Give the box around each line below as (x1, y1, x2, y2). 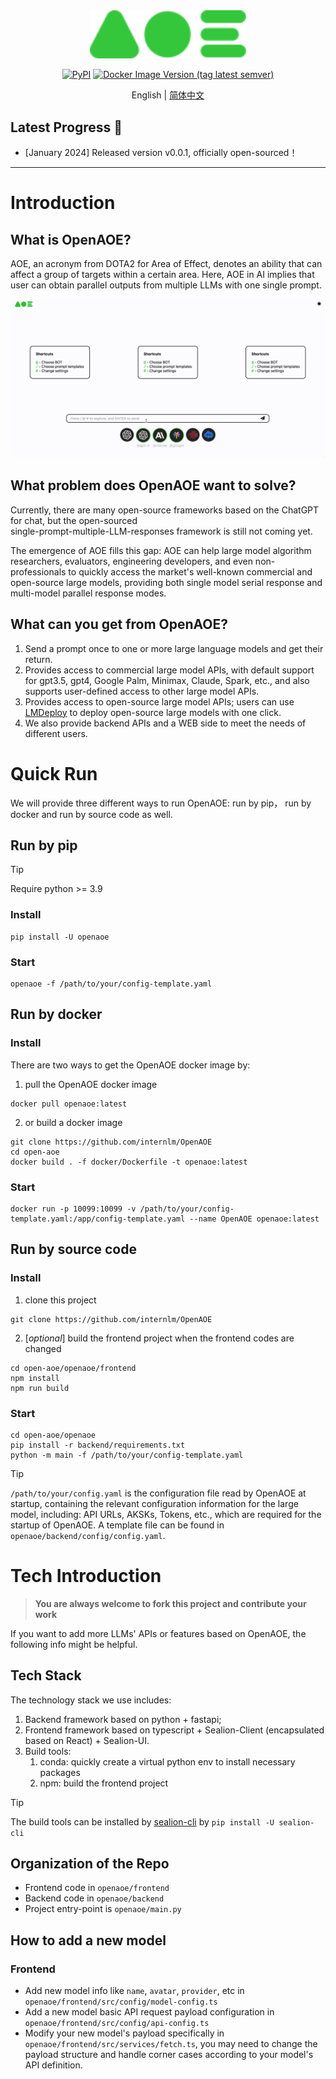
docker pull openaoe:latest (10, 1099, 128, 1109)
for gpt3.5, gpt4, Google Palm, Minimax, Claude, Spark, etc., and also (24, 674, 310, 686)
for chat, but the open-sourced (10, 514, 138, 526)
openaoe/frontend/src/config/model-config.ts (24, 1997, 218, 2008)
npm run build (10, 1383, 70, 1393)
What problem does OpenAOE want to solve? (10, 477, 297, 494)
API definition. (24, 2059, 83, 2071)
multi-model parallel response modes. (10, 587, 167, 599)
